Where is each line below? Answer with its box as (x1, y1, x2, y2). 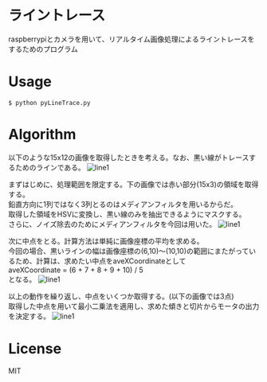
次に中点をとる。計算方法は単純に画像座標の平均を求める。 (8, 236, 204, 246)
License (8, 340, 62, 357)
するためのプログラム (8, 44, 78, 53)
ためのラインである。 (14, 162, 85, 172)
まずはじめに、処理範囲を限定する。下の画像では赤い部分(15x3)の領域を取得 (8, 179, 259, 189)
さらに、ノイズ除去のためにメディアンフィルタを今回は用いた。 (8, 219, 217, 228)
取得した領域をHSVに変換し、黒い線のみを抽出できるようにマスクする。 (8, 209, 246, 219)
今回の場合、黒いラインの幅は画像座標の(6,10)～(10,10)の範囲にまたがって (8, 246, 249, 255)
